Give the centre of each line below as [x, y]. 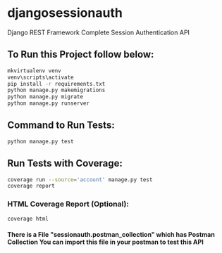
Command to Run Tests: [61, 125]
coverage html [28, 219]
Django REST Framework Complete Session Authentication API [99, 32]
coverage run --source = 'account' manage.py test [80, 180]
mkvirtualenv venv [34, 71]
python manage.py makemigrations [56, 90]
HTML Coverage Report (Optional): [68, 204]
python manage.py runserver [49, 103]
